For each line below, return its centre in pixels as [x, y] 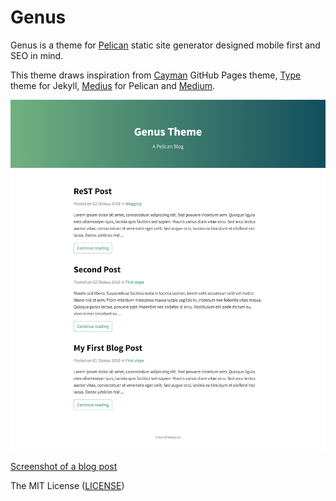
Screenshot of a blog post [64, 467]
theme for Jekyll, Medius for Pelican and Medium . [113, 85]
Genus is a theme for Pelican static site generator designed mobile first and [165, 45]
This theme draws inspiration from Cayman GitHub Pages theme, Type [156, 75]
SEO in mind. [37, 55]
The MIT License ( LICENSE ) [67, 486]
